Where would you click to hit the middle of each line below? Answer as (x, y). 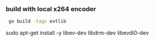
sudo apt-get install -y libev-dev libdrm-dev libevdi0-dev (77, 33)
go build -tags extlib (37, 22)
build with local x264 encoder (51, 9)
